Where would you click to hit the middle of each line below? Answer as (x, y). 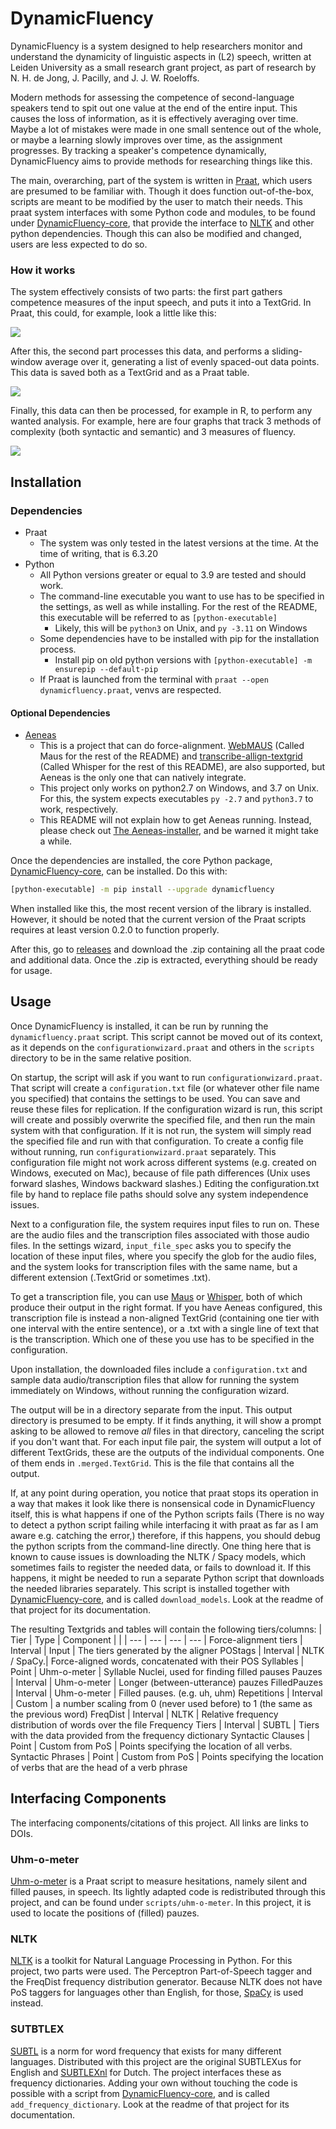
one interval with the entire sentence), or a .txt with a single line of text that (165, 1328)
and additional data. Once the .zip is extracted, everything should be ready (164, 960)
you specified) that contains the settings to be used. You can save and (155, 1098)
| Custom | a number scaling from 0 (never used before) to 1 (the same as (161, 1703)
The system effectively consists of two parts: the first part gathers (146, 292)
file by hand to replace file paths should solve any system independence (159, 1194)
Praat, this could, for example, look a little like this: (113, 313)
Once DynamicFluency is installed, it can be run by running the (139, 1026)
